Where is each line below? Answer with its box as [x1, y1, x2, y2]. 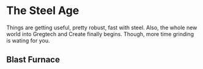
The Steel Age [6, 4, 79, 18]
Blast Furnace [6, 54, 60, 65]
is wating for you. [6, 37, 50, 44]
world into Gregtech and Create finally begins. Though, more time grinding [6, 30, 194, 37]
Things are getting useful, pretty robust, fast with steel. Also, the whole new [6, 24, 197, 31]
